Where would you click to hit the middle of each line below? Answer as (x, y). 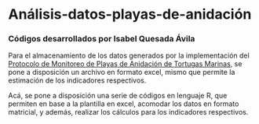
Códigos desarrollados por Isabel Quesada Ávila (102, 39)
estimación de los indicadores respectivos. (77, 80)
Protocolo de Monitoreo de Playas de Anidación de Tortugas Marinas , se (125, 64)
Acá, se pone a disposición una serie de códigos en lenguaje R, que (118, 96)
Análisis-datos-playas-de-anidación (130, 14)
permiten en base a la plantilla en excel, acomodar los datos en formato (124, 104)
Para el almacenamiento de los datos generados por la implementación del (129, 55)
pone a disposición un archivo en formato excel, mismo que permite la (122, 73)
